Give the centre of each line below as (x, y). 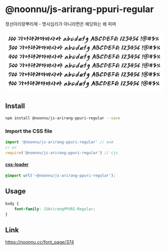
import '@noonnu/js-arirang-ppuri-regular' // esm (59, 142)
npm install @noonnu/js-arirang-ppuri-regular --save (63, 118)
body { (12, 204)
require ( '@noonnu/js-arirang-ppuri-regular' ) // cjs (62, 153)
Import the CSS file (29, 131)
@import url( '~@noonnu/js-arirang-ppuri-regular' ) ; (60, 176)
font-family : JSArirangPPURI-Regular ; (55, 209)
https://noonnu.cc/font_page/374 (40, 242)
